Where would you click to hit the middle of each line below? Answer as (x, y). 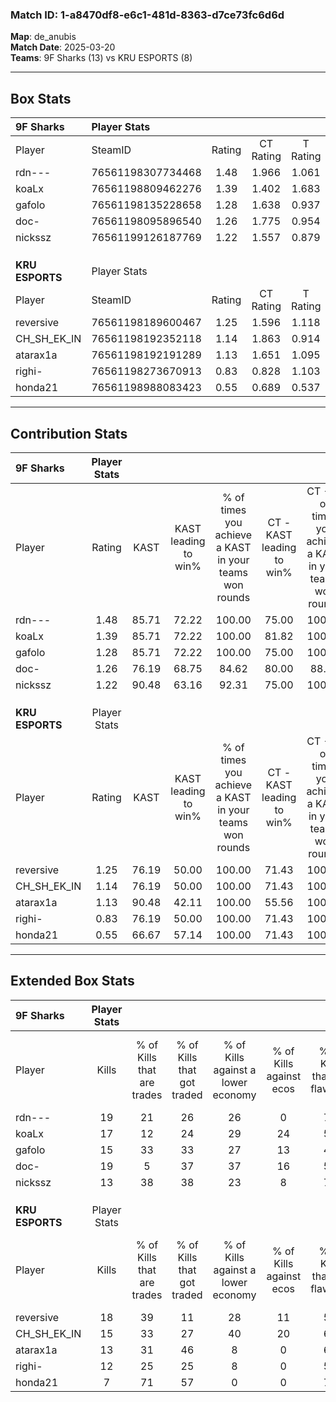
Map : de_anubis (43, 37)
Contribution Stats (69, 433)
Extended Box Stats (72, 981)
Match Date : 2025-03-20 (63, 47)
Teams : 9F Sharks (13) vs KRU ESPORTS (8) (101, 58)
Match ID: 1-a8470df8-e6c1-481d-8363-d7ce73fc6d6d (147, 15)
